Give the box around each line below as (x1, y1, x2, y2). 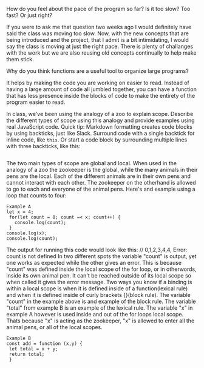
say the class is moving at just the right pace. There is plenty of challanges (6, 43, 193, 50)
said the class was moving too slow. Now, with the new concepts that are (6, 30, 189, 37)
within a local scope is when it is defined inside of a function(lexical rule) (6, 285, 188, 292)
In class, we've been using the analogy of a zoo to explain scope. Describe (6, 111, 194, 117)
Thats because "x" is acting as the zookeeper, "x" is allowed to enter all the (6, 317, 195, 324)
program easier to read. (6, 98, 66, 106)
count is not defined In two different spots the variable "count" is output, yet (6, 253, 197, 260)
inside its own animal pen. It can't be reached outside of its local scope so (6, 272, 191, 279)
